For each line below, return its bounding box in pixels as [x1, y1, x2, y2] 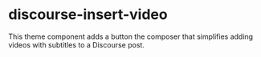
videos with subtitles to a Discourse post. [8, 40, 145, 49]
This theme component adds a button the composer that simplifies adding [8, 32, 254, 41]
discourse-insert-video [8, 6, 168, 24]
